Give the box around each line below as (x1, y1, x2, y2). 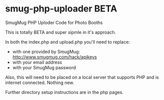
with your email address (12, 59, 62, 65)
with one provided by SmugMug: (12, 48, 80, 54)
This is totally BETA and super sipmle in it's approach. (5, 29, 116, 35)
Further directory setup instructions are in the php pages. (5, 89, 124, 95)
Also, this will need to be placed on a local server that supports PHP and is (5, 74, 159, 80)
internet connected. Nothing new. (5, 79, 74, 85)
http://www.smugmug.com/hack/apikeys (12, 53, 97, 60)
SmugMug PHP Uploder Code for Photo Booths (5, 19, 103, 25)
